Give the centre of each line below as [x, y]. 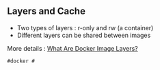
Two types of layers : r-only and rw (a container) [85, 27]
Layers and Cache [46, 11]
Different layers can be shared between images [84, 35]
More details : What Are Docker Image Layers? [72, 48]
